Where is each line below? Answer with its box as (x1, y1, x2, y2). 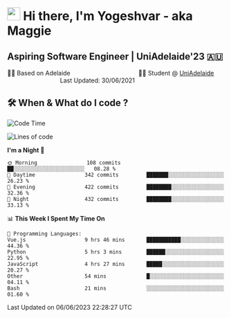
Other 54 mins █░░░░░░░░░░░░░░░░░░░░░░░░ (7, 272, 225, 280)
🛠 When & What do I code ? (7, 97, 129, 109)
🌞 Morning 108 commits (7, 159, 121, 166)
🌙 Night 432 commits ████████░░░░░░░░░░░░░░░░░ (7, 195, 225, 202)
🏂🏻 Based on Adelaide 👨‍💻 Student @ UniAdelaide (7, 69, 214, 77)
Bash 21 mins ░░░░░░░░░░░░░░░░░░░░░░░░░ (7, 285, 225, 292)
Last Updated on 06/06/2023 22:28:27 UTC (7, 303, 133, 311)
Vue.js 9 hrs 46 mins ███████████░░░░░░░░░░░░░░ (7, 236, 225, 243)
